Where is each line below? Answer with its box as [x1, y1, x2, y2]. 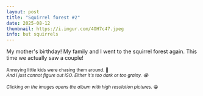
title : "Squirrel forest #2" [6, 14, 80, 21]
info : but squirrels [6, 31, 59, 37]
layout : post [6, 8, 40, 15]
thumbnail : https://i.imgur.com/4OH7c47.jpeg [6, 25, 124, 32]
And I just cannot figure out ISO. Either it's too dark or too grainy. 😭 [6, 72, 149, 78]
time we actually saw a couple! [6, 54, 84, 62]
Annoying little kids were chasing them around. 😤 [6, 67, 109, 73]
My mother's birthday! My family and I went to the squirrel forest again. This [6, 48, 197, 55]
